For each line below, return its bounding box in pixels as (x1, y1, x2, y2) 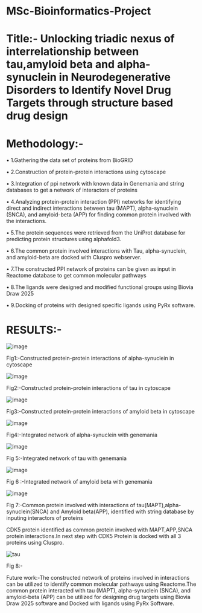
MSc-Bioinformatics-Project (6, 4, 151, 18)
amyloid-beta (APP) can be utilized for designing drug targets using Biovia (6, 594, 191, 601)
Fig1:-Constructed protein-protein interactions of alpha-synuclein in (6, 355, 174, 362)
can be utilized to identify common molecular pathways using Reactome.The (6, 580, 197, 588)
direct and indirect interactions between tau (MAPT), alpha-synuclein (6, 204, 178, 212)
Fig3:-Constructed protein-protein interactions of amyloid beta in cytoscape (6, 408, 195, 415)
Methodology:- (6, 137, 84, 151)
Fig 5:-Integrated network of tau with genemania (6, 455, 127, 462)
